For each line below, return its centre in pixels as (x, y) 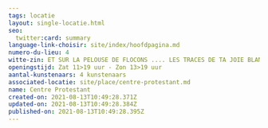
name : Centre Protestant (49, 89)
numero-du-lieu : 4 (39, 52)
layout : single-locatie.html (57, 23)
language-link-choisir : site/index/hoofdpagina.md (94, 45)
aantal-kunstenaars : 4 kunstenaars (67, 75)
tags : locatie (32, 16)
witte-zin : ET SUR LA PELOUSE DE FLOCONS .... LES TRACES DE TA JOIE (126, 60)
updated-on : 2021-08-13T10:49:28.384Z (73, 104)
